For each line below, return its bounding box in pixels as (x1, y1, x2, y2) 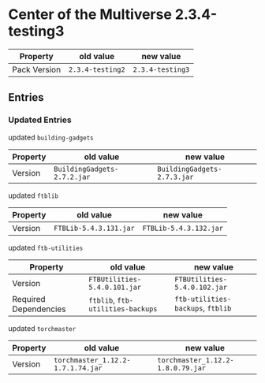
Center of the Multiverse (8, 6, 172, 24)
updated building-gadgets (8, 132, 94, 142)
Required (12, 293, 46, 304)
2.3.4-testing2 (68, 65, 125, 74)
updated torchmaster (8, 323, 77, 333)
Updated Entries (8, 114, 73, 125)
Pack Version (12, 64, 62, 75)
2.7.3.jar (157, 172, 194, 181)
